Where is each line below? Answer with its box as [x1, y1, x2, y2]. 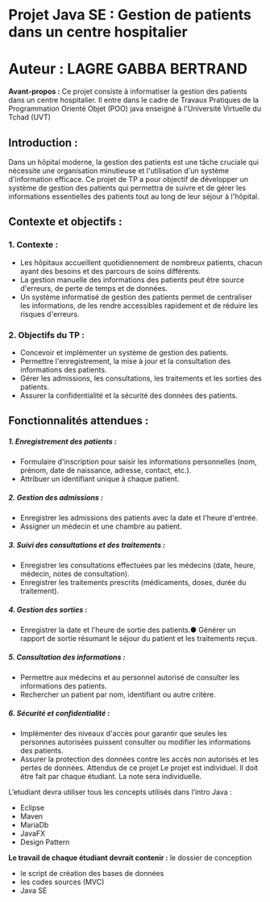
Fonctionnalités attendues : [8, 414, 149, 428]
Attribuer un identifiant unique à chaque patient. [19, 474, 180, 484]
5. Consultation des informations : [8, 652, 126, 662]
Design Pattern [19, 837, 70, 847]
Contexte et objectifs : [8, 215, 123, 229]
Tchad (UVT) [8, 112, 51, 122]
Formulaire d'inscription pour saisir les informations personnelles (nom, [19, 457, 257, 466]
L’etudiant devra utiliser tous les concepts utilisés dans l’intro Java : [8, 787, 232, 797]
